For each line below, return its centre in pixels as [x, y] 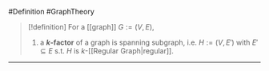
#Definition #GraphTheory [51, 12]
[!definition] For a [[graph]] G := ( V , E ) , [91, 27]
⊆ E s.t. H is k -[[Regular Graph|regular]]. [106, 51]
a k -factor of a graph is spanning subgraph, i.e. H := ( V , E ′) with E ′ [149, 42]
